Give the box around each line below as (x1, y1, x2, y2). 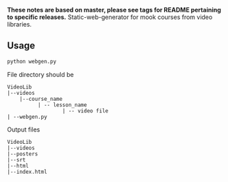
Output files (7, 125, 40, 134)
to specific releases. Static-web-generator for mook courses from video (7, 13, 213, 21)
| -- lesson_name (37, 102, 88, 108)
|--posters (7, 150, 38, 157)
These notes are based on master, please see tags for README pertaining (7, 6, 221, 14)
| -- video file (62, 107, 109, 115)
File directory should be (7, 70, 74, 78)
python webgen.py (7, 58, 57, 65)
